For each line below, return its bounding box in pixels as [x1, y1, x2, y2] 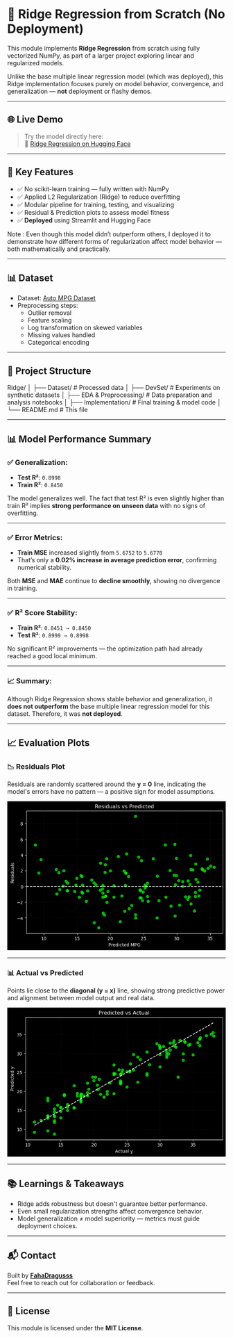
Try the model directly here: [24, 132, 104, 140]
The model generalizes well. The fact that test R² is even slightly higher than [7, 493, 225, 503]
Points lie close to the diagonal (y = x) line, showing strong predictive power [7, 986, 225, 995]
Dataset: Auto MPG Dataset [17, 294, 96, 302]
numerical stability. [17, 563, 71, 572]
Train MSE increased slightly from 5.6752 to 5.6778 [17, 548, 163, 557]
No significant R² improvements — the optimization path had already [7, 644, 203, 653]
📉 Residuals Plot [7, 762, 65, 772]
